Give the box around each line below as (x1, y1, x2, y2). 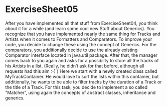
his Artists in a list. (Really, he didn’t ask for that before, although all (5, 63, 144, 69)
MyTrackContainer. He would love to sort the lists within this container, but (5, 73, 159, 79)
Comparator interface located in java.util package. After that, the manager (5, 52, 158, 58)
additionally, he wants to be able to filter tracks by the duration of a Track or (5, 79, 162, 85)
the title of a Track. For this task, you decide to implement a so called (5, 84, 148, 90)
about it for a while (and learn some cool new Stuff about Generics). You (5, 25, 154, 31)
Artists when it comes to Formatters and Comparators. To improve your (5, 36, 152, 42)
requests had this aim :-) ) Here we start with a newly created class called (5, 68, 157, 74)
